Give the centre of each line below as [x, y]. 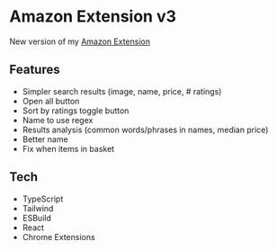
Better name [45, 139]
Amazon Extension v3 [93, 17]
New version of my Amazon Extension [80, 41]
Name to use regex [58, 120]
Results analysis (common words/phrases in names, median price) [145, 129]
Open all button [51, 101]
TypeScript [43, 199]
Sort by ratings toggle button [76, 111]
